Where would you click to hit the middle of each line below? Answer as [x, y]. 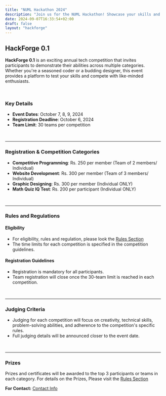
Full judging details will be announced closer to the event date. [76, 336]
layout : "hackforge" [26, 28]
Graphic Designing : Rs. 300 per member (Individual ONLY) [72, 184]
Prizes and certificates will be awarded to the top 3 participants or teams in [82, 374]
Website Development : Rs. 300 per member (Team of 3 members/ [80, 173]
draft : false [19, 24]
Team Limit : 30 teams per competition [51, 125]
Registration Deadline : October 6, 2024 [53, 120]
